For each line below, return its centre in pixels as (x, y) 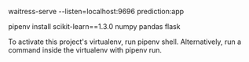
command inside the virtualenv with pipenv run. (85, 50)
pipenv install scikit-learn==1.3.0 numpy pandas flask (94, 26)
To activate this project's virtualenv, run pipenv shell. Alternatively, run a (125, 42)
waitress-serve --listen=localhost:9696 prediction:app (96, 11)
